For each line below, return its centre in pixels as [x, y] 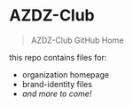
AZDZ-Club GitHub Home [77, 40]
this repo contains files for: [58, 57]
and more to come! [57, 94]
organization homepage [65, 74]
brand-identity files [57, 84]
